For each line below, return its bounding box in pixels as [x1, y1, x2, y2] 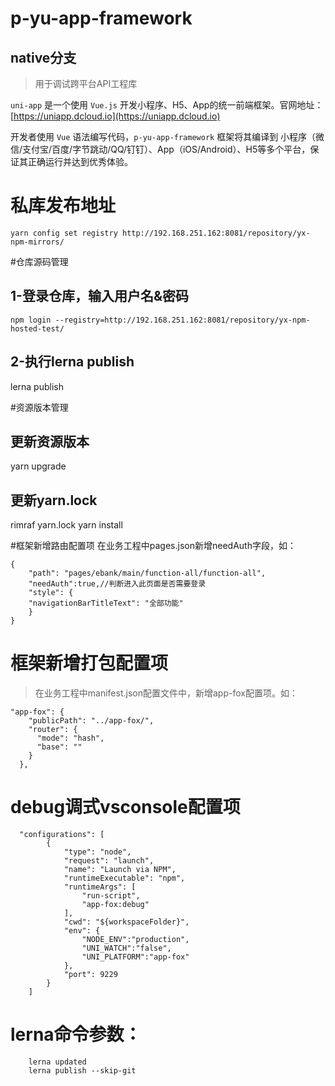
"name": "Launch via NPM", [63, 865, 177, 875]
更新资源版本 [10, 433, 90, 450]
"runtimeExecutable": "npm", [63, 873, 186, 884]
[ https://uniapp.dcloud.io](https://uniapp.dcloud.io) [10, 110, 221, 122]
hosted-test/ [10, 323, 65, 334]
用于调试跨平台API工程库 [34, 78, 138, 89]
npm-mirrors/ [10, 237, 65, 247]
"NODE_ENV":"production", [81, 935, 190, 945]
